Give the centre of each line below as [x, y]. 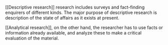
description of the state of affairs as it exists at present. [62, 18]
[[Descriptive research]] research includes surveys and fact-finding [75, 7]
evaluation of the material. [32, 38]
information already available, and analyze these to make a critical [73, 33]
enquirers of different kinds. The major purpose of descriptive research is [81, 12]
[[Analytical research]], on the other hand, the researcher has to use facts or [84, 27]
